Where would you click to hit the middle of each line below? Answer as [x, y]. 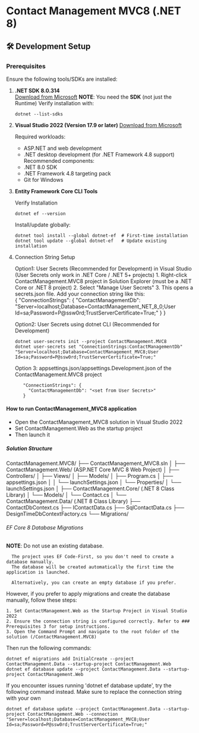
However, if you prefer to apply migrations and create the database [88, 594]
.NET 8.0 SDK [40, 167]
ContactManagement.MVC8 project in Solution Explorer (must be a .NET [103, 281]
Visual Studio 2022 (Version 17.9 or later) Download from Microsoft [98, 125]
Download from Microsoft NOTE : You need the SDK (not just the [93, 97]
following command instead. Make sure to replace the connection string [94, 692]
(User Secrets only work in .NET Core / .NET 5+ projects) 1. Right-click [101, 275]
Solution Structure [29, 448]
